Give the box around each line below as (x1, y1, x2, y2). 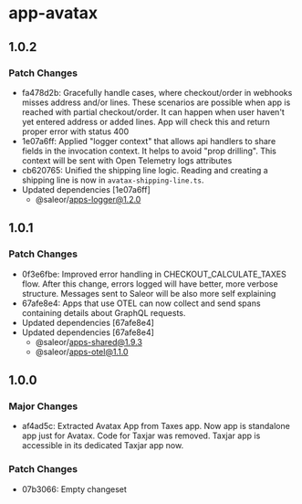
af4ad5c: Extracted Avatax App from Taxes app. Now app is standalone (21, 421, 291, 432)
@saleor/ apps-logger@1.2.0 (35, 194, 141, 205)
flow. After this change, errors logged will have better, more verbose (21, 278, 279, 289)
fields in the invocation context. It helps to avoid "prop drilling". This (21, 145, 277, 156)
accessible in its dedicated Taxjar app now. (21, 440, 184, 451)
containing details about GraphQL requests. (21, 307, 186, 318)
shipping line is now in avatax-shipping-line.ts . (21, 174, 204, 185)
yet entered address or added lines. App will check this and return (21, 116, 271, 127)
